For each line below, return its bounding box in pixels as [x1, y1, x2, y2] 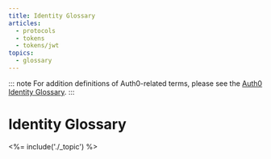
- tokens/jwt [15, 42, 60, 50]
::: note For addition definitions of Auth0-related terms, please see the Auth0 [8, 78, 263, 88]
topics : [8, 49, 35, 57]
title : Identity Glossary [8, 11, 95, 20]
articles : [8, 19, 42, 27]
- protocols [15, 26, 56, 35]
